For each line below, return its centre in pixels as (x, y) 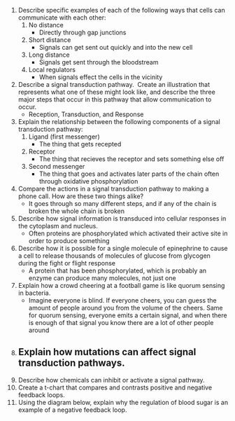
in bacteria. (34, 293)
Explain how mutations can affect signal (107, 352)
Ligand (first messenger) (64, 137)
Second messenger (57, 166)
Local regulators (52, 70)
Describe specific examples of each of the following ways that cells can (122, 10)
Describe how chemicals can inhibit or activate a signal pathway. (111, 380)
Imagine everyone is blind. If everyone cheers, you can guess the (122, 300)
